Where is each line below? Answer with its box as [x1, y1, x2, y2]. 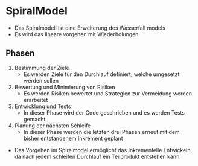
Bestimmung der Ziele [14, 64, 69, 71]
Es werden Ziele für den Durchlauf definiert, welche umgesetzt [23, 71, 180, 78]
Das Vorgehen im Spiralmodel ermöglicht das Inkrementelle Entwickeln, [14, 146, 193, 153]
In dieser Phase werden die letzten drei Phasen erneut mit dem [23, 128, 180, 135]
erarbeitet [23, 96, 48, 103]
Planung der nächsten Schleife [14, 122, 91, 129]
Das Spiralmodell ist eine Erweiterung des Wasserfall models [14, 24, 165, 31]
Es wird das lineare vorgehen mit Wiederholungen [14, 30, 139, 37]
